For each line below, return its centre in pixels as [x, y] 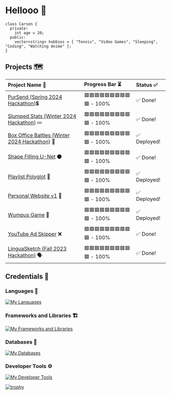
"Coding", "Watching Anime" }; [38, 46]
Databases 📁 [21, 342]
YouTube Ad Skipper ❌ [35, 234]
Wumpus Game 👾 [29, 215]
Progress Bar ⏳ [103, 84]
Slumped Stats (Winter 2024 [42, 116]
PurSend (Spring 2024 [35, 97]
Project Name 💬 [27, 85]
